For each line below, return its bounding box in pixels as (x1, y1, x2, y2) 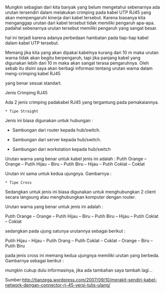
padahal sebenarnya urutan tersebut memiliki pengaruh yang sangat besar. (5, 25, 158, 31)
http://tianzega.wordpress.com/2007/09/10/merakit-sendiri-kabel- (22, 277, 158, 283)
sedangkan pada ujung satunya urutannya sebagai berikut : (5, 228, 126, 234)
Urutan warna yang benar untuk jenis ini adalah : (5, 204, 103, 209)
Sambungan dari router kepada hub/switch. (12, 127, 101, 133)
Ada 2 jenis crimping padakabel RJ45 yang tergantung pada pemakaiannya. (5, 99, 159, 105)
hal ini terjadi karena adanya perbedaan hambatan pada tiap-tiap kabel (5, 35, 149, 41)
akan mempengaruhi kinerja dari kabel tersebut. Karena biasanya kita (5, 15, 146, 20)
